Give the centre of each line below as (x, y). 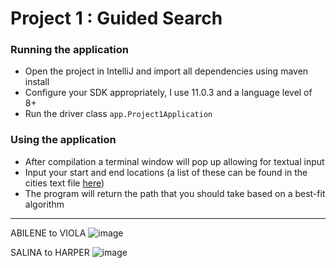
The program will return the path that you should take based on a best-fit (175, 193)
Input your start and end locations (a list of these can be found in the (166, 172)
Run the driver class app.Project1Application (118, 114)
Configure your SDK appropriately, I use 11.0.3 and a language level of (168, 93)
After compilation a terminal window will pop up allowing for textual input (174, 161)
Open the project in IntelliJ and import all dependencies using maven (166, 71)
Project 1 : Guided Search (116, 18)
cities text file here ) (64, 183)
